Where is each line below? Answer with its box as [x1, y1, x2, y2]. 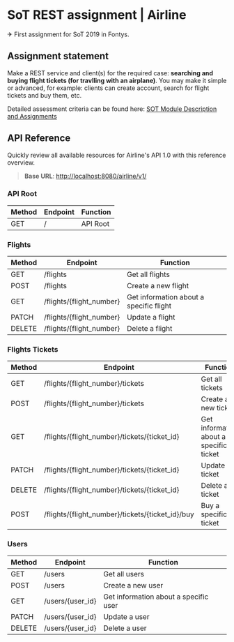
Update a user [103, 611, 150, 621]
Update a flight [126, 313, 175, 322]
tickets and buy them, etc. [7, 91, 82, 99]
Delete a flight [126, 324, 173, 334]
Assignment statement [7, 50, 109, 62]
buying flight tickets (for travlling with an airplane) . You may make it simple [7, 76, 227, 84]
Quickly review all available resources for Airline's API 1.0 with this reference [7, 151, 226, 159]
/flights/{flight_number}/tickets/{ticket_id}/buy [44, 509, 195, 519]
